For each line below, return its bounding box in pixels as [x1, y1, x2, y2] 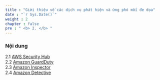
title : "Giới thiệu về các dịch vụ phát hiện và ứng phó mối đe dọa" [5, 7, 155, 12]
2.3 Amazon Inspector [5, 64, 51, 70]
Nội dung [5, 42, 28, 49]
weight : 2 [5, 16, 28, 21]
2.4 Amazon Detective [5, 69, 51, 75]
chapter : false [5, 21, 39, 26]
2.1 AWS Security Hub [5, 53, 50, 60]
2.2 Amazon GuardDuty [5, 59, 54, 65]
